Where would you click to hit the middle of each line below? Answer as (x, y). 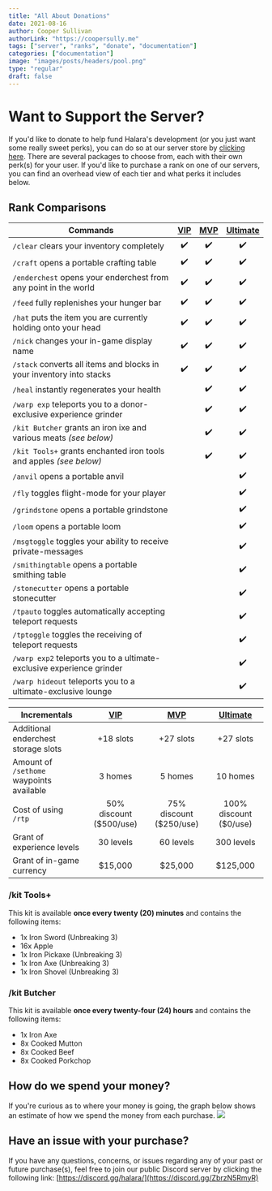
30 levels (116, 843)
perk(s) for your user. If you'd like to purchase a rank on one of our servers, (134, 165)
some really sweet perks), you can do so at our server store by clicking (127, 148)
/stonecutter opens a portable (71, 588)
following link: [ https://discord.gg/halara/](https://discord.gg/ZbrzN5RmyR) (134, 1177)
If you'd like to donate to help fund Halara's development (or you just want (132, 139)
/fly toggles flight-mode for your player (89, 493)
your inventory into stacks (62, 374)
